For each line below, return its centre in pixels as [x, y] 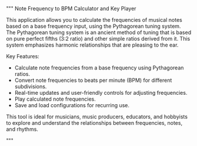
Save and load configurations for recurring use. [72, 105]
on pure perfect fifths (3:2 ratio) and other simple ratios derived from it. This [98, 39]
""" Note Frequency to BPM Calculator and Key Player [71, 9]
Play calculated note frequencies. [55, 99]
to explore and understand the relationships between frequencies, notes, [94, 123]
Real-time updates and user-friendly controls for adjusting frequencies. [101, 93]
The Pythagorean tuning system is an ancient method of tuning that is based [99, 32]
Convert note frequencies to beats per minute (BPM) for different [93, 80]
